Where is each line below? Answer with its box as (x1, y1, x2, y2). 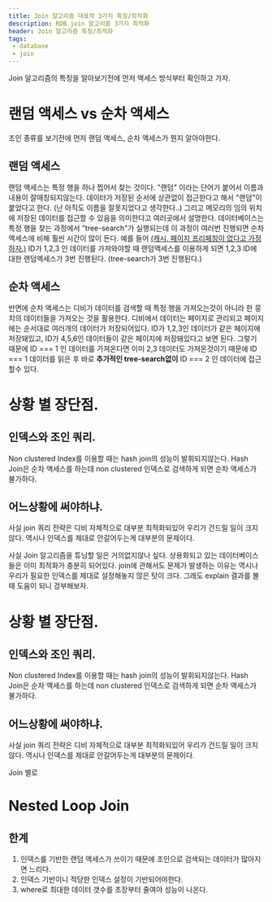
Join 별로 (8, 768, 38, 777)
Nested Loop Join (8, 797, 130, 815)
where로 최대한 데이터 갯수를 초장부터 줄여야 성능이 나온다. (19, 885, 209, 895)
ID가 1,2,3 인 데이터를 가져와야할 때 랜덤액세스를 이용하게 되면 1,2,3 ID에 (28, 243, 257, 253)
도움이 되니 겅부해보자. (16, 581, 89, 591)
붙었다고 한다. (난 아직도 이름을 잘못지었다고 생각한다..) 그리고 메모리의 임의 (8, 203, 248, 212)
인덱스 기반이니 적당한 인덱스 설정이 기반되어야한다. (19, 874, 183, 884)
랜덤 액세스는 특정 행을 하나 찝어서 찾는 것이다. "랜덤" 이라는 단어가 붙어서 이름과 (8, 182, 264, 192)
